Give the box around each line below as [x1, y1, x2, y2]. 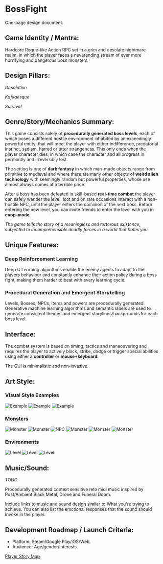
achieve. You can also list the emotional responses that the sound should [5, 506, 152, 512]
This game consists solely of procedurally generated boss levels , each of [5, 131, 155, 137]
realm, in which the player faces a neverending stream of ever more [5, 52, 142, 58]
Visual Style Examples [5, 392, 60, 399]
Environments [5, 439, 39, 446]
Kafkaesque [5, 94, 30, 100]
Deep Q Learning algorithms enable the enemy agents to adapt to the [5, 267, 145, 273]
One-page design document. [5, 20, 64, 25]
